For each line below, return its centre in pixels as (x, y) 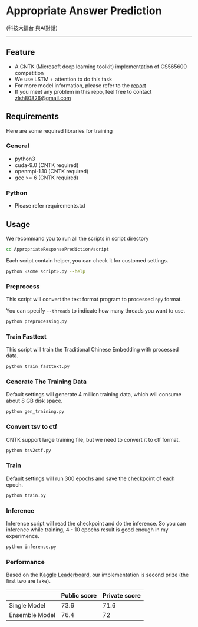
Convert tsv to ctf (32, 427)
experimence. (23, 536)
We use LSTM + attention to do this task (63, 79)
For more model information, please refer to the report (80, 85)
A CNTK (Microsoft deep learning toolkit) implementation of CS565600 (101, 67)
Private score (122, 596)
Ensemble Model (32, 615)
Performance (26, 562)
